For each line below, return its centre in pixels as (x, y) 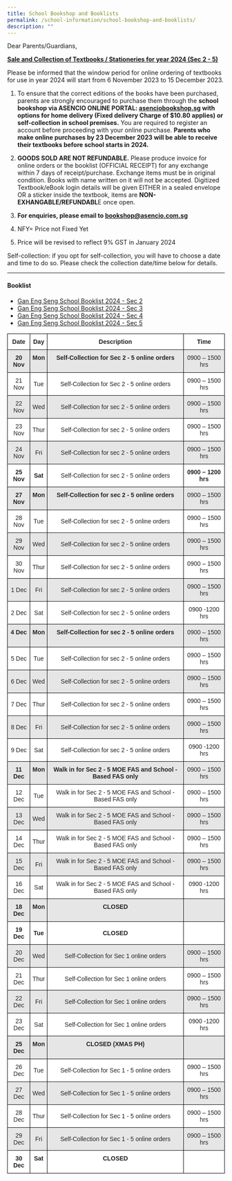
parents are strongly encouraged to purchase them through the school (118, 101)
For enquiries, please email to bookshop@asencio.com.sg (103, 215)
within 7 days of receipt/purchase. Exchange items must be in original (116, 173)
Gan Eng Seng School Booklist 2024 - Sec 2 (80, 300)
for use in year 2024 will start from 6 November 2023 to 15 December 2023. (116, 80)
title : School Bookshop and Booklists (63, 13)
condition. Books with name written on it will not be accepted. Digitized (118, 180)
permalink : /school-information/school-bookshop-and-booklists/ (101, 20)
